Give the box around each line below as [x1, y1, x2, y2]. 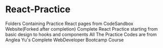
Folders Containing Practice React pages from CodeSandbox [5, 20, 134, 27]
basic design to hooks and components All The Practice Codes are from [5, 31, 157, 37]
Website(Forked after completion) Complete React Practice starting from [5, 26, 158, 32]
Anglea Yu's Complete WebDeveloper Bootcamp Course [5, 37, 124, 43]
